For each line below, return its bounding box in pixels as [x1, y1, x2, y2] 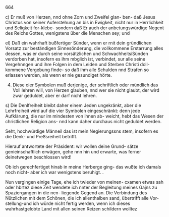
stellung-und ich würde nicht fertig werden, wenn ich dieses [5, 200, 130, 206]
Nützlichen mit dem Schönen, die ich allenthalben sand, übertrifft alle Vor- [5, 195, 159, 201]
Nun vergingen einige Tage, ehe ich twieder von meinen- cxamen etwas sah [5, 179, 164, 185]
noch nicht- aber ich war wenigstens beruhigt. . [5, 169, 104, 175]
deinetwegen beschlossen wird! [5, 154, 72, 160]
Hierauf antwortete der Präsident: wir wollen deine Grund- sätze [5, 143, 139, 149]
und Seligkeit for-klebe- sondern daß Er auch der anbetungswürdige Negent [5, 25, 164, 31]
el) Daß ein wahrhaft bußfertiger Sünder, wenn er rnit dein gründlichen [5, 40, 152, 46]
